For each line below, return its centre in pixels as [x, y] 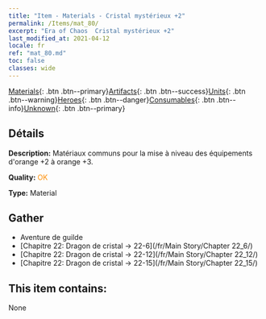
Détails [26, 134]
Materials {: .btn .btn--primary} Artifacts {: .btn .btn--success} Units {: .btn [127, 91]
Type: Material [33, 193]
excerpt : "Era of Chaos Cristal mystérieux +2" [91, 31]
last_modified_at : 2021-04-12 [59, 38]
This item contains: [58, 288]
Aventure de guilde [51, 238]
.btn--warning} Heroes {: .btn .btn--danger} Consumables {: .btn [112, 99]
